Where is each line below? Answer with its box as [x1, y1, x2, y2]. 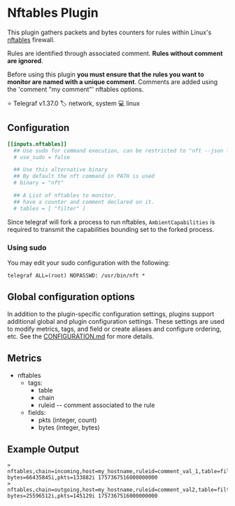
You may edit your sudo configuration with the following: [7, 258, 170, 267]
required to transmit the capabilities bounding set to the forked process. [7, 225, 215, 233]
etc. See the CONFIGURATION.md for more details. [7, 331, 155, 341]
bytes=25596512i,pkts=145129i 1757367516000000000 [7, 493, 158, 500]
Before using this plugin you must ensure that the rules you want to [7, 70, 204, 78]
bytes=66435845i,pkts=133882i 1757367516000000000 [7, 474, 158, 481]
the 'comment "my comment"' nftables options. [7, 85, 144, 93]
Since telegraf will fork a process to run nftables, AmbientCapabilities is [7, 217, 215, 226]
